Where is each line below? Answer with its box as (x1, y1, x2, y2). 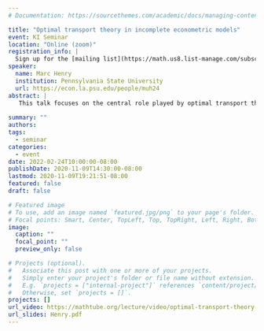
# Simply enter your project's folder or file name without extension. (8, 273, 255, 282)
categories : (8, 143, 47, 151)
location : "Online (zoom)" (8, 40, 97, 48)
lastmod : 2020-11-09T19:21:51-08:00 (8, 173, 128, 180)
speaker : (8, 62, 37, 71)
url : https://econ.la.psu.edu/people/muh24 (15, 84, 159, 92)
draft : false (8, 187, 51, 195)
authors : (8, 121, 37, 129)
